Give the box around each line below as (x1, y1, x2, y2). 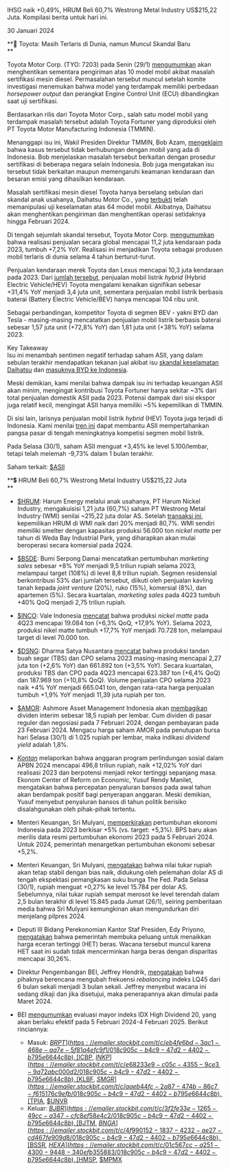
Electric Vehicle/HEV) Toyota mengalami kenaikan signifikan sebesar (7, 281, 201, 288)
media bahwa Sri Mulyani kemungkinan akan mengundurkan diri (16, 904, 199, 913)
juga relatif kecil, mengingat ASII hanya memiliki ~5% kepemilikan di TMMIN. (7, 401, 224, 409)
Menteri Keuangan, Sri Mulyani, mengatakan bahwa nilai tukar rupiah (16, 861, 212, 869)
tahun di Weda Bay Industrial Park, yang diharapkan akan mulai (16, 534, 196, 542)
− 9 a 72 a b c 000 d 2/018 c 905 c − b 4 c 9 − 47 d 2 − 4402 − (27, 1068, 179, 1076)
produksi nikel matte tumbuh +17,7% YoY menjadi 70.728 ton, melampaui (16, 626, 222, 634)
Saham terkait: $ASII (7, 463, 65, 470)
